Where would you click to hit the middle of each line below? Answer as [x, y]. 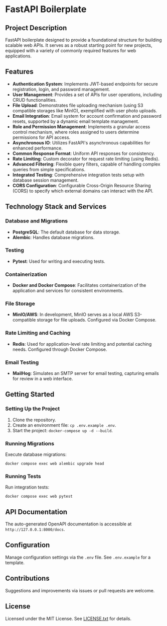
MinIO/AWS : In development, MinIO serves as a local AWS [73, 315]
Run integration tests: [27, 487]
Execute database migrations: [36, 454]
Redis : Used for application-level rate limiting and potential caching [82, 344]
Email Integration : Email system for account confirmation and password [87, 116]
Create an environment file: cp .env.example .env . [64, 425]
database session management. [45, 180]
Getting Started [30, 394]
